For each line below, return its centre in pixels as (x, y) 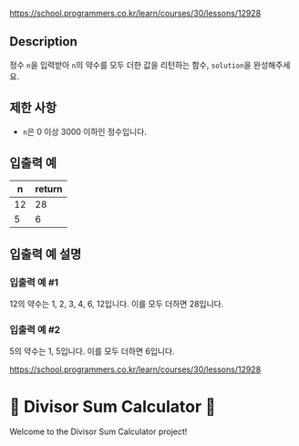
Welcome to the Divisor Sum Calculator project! (98, 431)
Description (43, 41)
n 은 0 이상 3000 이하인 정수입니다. (85, 131)
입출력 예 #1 (34, 282)
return (49, 189)
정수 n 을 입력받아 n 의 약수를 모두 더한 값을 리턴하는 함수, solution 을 (131, 65)
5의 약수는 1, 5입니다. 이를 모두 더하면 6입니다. (92, 351)
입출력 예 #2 (35, 330)
